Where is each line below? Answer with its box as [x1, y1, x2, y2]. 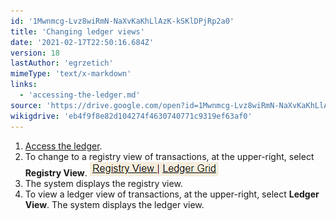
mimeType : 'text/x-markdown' [10, 69, 132, 79]
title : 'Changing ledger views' [10, 26, 145, 37]
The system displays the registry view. [24, 177, 183, 189]
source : [10, 100, 43, 110]
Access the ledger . [24, 140, 103, 152]
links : [10, 80, 38, 90]
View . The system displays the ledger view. [24, 198, 205, 210]
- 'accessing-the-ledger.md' [19, 90, 141, 100]
